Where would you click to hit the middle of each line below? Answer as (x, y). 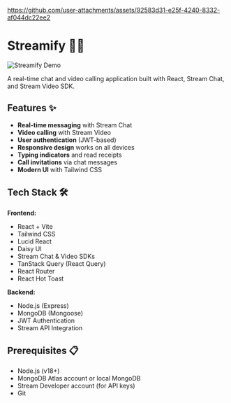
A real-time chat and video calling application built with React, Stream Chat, (116, 78)
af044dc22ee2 (29, 17)
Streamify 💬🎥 (46, 46)
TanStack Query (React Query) (61, 263)
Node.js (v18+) (38, 371)
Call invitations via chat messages (67, 162)
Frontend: (22, 213)
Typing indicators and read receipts (69, 155)
